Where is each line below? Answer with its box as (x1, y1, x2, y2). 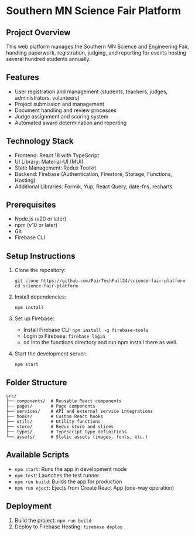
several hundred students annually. (6, 56, 91, 62)
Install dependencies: (14, 293, 67, 300)
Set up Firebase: (14, 315, 54, 322)
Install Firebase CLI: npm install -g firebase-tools (23, 327, 149, 334)
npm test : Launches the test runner (14, 471, 100, 479)
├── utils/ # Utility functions (6, 419, 101, 425)
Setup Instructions (6, 251, 76, 261)
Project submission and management (14, 100, 104, 107)
